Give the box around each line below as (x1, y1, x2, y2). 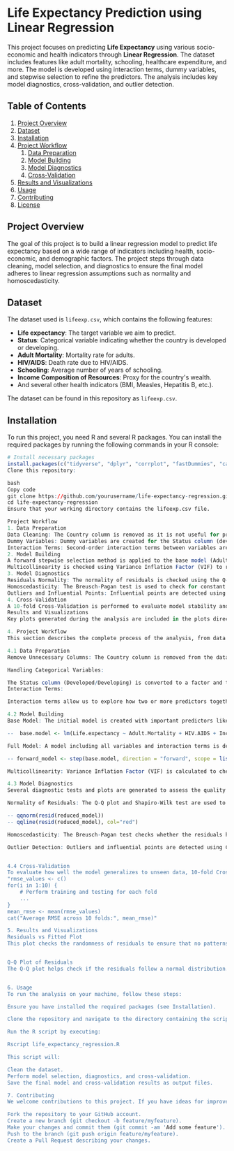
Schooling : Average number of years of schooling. (17, 365, 163, 375)
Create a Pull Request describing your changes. (7, 1137, 151, 1144)
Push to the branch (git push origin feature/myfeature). (7, 1130, 179, 1137)
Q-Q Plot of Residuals (7, 959, 73, 966)
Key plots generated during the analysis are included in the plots (7, 616, 210, 623)
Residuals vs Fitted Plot (7, 934, 82, 941)
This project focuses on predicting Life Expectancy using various (7, 43, 195, 51)
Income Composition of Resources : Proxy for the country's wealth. (17, 373, 212, 382)
